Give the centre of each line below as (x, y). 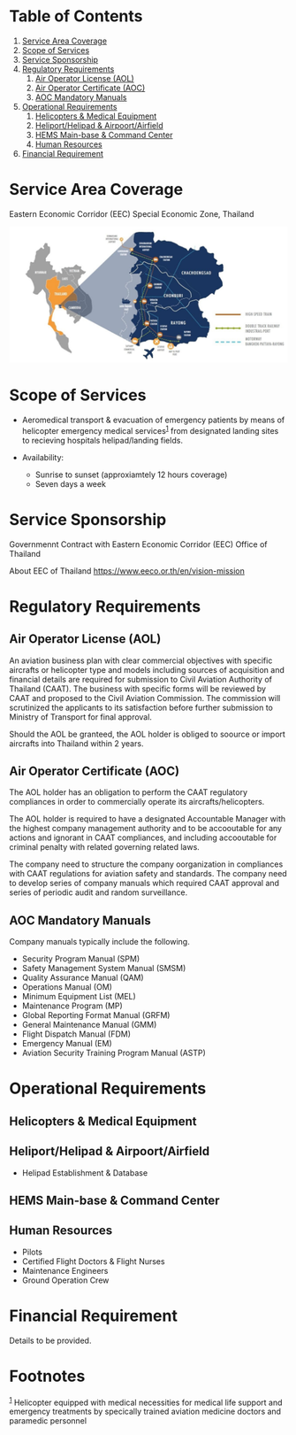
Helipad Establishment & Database (85, 1173)
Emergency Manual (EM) (67, 1044)
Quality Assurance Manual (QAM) (83, 978)
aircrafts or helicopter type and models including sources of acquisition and (147, 669)
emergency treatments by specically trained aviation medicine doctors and (145, 1412)
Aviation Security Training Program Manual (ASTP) (114, 1053)
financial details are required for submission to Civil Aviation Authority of (140, 679)
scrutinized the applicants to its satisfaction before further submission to (141, 707)
